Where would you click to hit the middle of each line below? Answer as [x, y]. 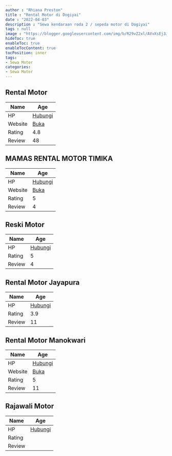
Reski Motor [25, 225]
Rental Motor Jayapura [42, 282]
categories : [18, 67]
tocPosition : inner [26, 53]
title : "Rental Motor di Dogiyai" [43, 15]
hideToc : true [20, 39]
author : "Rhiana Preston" [34, 10]
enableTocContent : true [31, 48]
